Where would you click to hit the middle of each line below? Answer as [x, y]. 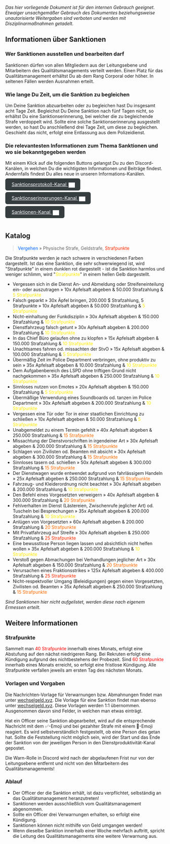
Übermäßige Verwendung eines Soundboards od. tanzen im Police [82, 397]
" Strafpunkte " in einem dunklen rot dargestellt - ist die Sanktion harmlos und [85, 268]
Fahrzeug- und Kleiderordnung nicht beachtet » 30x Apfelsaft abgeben [87, 484]
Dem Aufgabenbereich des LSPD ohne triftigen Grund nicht [74, 370]
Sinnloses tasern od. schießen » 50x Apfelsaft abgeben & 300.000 [82, 462]
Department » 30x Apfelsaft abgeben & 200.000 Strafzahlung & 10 [82, 403]
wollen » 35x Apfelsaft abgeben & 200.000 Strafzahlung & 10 [76, 549]
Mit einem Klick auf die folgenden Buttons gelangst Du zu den [70, 163]
